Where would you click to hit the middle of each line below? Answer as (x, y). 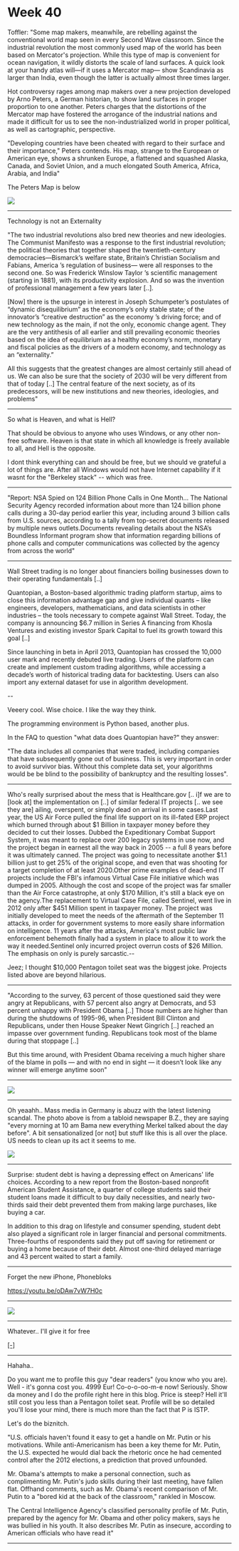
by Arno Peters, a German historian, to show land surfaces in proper (107, 99)
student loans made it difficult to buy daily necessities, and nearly (104, 1197)
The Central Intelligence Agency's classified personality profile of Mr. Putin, (118, 1510)
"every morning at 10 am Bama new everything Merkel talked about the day (118, 1125)
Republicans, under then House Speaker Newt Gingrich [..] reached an (111, 1025)
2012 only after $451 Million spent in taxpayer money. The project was (110, 908)
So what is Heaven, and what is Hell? (62, 419)
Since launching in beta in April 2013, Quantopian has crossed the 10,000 (115, 651)
